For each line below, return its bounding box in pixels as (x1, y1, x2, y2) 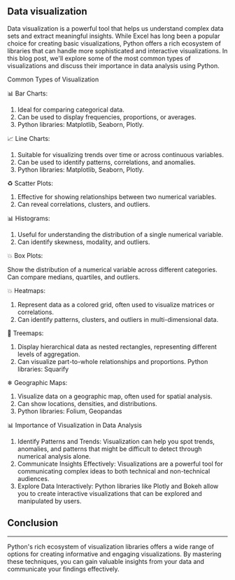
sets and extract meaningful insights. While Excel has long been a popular (7, 32, 220, 40)
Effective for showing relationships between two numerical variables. (17, 192, 217, 201)
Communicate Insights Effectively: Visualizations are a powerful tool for (17, 459, 223, 468)
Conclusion (7, 517, 59, 529)
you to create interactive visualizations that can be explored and (17, 489, 203, 497)
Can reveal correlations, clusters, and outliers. (17, 200, 150, 208)
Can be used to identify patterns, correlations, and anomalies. (17, 158, 196, 166)
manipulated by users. (17, 497, 82, 505)
